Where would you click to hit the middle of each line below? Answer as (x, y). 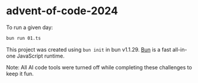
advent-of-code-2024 (62, 11)
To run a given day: (30, 27)
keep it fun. (20, 74)
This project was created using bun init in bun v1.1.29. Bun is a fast (89, 49)
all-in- (180, 49)
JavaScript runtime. (41, 56)
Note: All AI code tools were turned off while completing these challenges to (99, 67)
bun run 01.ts (24, 38)
